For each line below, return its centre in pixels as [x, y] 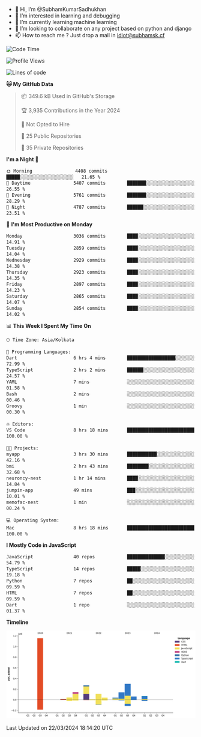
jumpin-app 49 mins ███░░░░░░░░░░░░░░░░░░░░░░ [100, 490]
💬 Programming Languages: [38, 352]
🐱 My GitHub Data [30, 84]
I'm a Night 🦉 [22, 159]
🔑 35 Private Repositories [52, 148]
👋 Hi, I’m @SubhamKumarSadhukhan [61, 9]
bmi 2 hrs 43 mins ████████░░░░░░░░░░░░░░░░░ [100, 466]
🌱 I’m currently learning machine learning [66, 22]
